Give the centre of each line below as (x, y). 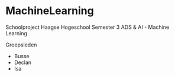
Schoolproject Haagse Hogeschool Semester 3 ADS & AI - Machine (87, 27)
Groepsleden (21, 45)
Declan (23, 62)
